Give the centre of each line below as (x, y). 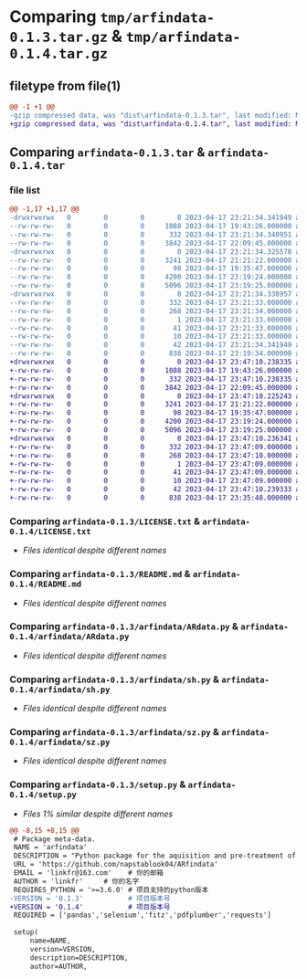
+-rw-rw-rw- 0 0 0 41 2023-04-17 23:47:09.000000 (151, 472)
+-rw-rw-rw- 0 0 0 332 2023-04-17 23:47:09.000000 (151, 447)
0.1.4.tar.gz (58, 54)
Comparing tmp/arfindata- (112, 17)
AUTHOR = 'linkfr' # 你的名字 (76, 881)
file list (25, 190)
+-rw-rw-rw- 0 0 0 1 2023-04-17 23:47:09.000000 (151, 464)
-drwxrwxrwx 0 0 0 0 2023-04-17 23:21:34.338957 (151, 294)
